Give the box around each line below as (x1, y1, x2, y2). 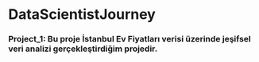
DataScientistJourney (8, 5, 157, 24)
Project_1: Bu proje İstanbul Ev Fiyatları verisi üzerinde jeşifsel (8, 34, 252, 45)
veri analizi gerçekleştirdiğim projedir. (8, 43, 158, 54)
